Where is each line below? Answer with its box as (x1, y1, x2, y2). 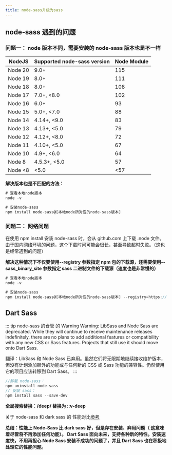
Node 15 (8, 108, 29, 115)
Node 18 (8, 83, 29, 90)
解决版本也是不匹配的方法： (5, 181, 64, 187)
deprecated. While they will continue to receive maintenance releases (5, 329, 152, 335)
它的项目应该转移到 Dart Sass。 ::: (5, 368, 78, 374)
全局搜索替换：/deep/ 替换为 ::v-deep (5, 403, 86, 409)
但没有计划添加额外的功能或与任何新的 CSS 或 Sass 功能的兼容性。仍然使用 (5, 362, 165, 368)
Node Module (114, 58, 149, 65)
